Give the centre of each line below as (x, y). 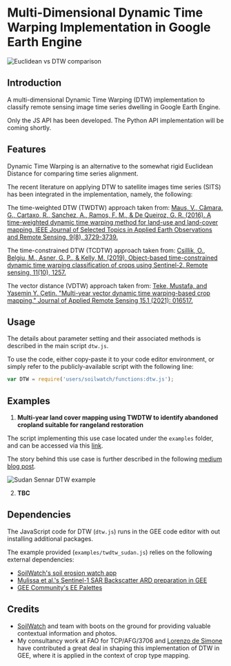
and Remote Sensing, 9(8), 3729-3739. (63, 237)
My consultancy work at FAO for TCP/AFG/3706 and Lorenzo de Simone (120, 640)
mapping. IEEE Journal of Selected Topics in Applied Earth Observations (110, 229)
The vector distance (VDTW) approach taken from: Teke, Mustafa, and (107, 285)
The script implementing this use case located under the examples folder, (110, 438)
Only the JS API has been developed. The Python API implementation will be (115, 120)
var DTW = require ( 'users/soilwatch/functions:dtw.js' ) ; (91, 379)
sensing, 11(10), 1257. (37, 272)
